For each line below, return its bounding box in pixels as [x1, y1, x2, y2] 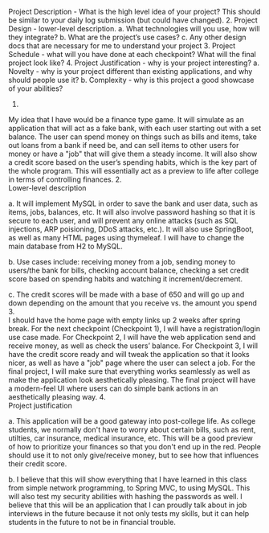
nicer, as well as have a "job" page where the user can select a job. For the [8, 358, 255, 367]
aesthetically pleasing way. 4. [8, 392, 106, 401]
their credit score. [8, 459, 67, 469]
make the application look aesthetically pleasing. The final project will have [8, 375, 256, 384]
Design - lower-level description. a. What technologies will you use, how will [8, 24, 260, 33]
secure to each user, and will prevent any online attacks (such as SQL [8, 216, 238, 225]
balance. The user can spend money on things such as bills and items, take [8, 132, 257, 141]
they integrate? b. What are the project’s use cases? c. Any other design [8, 32, 247, 42]
